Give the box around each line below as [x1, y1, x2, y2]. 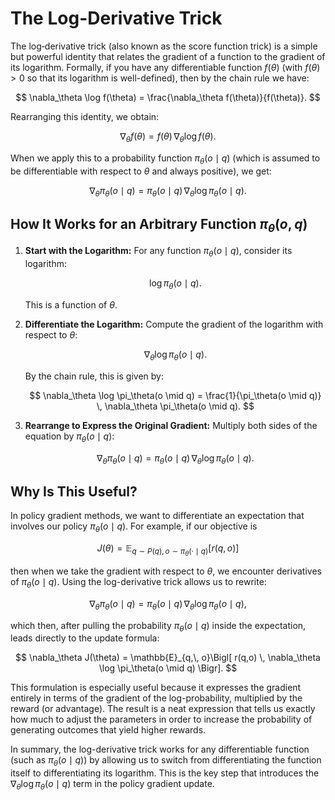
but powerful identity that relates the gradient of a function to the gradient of [10, 50, 326, 62]
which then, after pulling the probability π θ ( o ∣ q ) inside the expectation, [10, 619, 307, 634]
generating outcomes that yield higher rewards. [10, 724, 207, 736]
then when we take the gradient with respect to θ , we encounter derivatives [10, 565, 322, 577]
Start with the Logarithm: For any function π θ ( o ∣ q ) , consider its [24, 245, 293, 259]
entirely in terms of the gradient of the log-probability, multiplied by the [10, 692, 303, 704]
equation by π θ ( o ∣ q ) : [24, 430, 115, 444]
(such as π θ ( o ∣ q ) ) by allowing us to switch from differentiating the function [10, 754, 322, 769]
